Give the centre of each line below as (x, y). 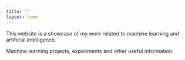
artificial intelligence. (31, 40)
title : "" (18, 11)
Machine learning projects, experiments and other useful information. (90, 51)
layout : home (22, 17)
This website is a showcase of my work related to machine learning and (93, 33)
